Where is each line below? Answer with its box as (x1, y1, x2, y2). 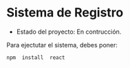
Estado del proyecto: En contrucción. (16, 27, 122, 36)
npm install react (6, 54, 66, 61)
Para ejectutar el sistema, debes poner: (6, 41, 118, 49)
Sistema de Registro (6, 5, 124, 21)
